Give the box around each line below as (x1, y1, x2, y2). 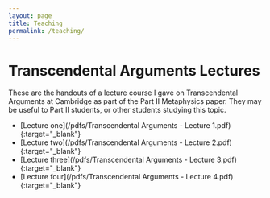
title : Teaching (8, 19, 63, 27)
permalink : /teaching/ (8, 27, 85, 35)
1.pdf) (212, 121, 231, 130)
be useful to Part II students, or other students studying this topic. (8, 105, 226, 115)
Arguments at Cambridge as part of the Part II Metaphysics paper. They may (8, 97, 262, 106)
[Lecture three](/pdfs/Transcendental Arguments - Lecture (19, 155, 215, 165)
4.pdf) (213, 172, 234, 182)
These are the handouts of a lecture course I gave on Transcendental (8, 88, 239, 97)
